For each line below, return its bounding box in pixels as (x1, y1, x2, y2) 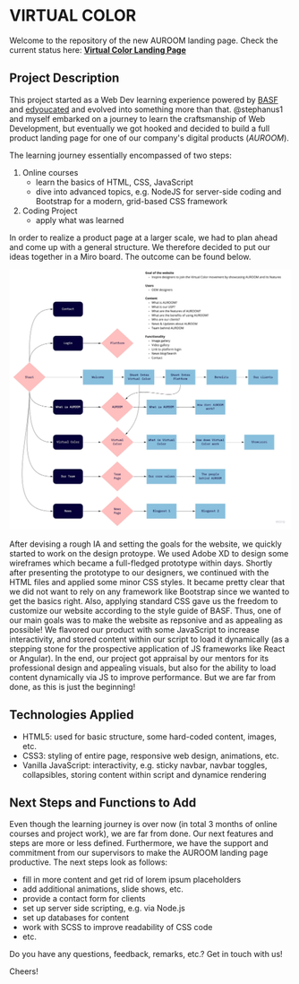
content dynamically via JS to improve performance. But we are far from (9, 671, 276, 682)
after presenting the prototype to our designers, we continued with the (9, 566, 269, 578)
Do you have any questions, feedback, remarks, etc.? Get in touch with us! (9, 949, 284, 960)
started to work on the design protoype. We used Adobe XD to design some (9, 548, 289, 558)
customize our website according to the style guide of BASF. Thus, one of (9, 605, 282, 616)
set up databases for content (21, 912, 130, 923)
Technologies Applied (9, 707, 134, 722)
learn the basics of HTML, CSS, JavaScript (35, 177, 194, 187)
